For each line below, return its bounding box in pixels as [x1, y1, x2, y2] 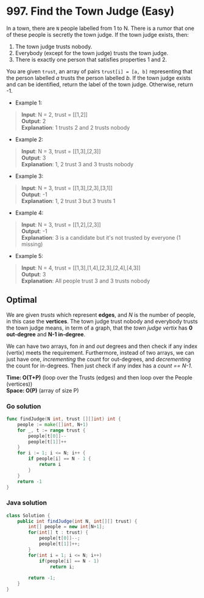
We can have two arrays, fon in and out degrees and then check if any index [6, 342, 198, 350]
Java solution [6, 498, 47, 507]
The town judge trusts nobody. [15, 43, 93, 50]
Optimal [6, 295, 37, 305]
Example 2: [15, 136, 44, 143]
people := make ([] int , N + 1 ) [17, 421, 88, 427]
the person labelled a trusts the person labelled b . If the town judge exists [6, 74, 191, 81]
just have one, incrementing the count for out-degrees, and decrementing [6, 355, 191, 363]
